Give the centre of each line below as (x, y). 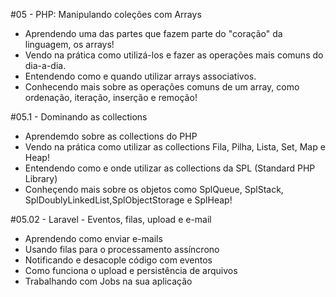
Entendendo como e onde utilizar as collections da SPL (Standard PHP (170, 168)
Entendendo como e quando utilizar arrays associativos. (140, 76)
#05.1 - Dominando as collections (79, 117)
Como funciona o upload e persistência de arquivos (131, 270)
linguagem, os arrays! (69, 44)
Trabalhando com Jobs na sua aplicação (108, 281)
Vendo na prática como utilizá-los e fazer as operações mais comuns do (174, 55)
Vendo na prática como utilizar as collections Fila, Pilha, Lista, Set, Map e (175, 147)
